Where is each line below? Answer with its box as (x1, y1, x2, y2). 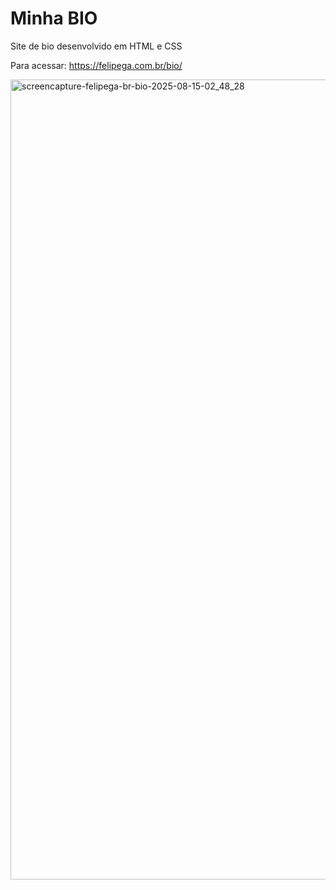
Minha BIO (10, 7, 98, 30)
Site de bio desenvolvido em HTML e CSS (10, 40, 183, 52)
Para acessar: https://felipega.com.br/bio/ (10, 59, 183, 71)
